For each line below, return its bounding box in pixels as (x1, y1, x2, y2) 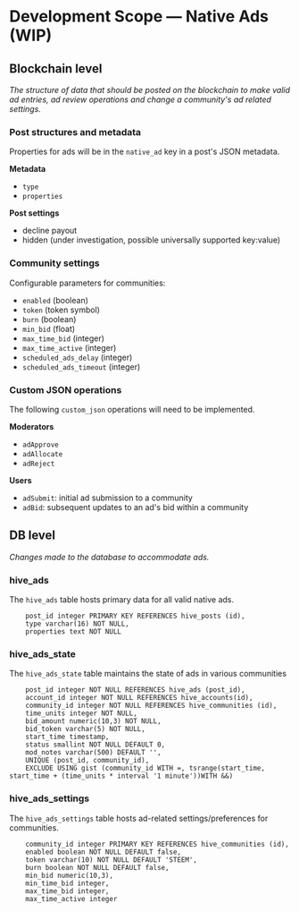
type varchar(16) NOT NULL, (25, 619, 129, 628)
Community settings (9, 257, 100, 269)
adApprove (21, 440, 60, 449)
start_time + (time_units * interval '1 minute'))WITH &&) (9, 771, 234, 780)
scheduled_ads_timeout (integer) (21, 361, 141, 372)
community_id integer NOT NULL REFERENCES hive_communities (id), (25, 701, 278, 711)
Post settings (9, 208, 60, 218)
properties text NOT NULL (25, 627, 122, 636)
